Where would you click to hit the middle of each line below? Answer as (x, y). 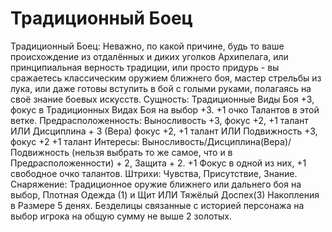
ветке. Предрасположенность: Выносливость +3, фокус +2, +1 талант (159, 120)
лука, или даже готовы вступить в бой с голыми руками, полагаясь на (161, 88)
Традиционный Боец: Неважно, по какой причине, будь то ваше (147, 46)
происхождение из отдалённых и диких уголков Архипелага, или (149, 56)
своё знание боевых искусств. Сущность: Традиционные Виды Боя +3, (162, 99)
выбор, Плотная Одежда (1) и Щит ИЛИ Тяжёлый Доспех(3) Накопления (165, 194)
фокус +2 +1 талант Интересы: (75, 141)
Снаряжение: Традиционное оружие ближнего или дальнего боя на (156, 184)
